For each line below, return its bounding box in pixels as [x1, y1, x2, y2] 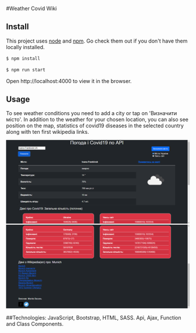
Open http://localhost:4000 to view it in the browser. [6, 77, 132, 84]
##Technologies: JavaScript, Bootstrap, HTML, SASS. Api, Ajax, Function [6, 314, 181, 321]
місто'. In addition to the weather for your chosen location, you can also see [6, 116, 188, 123]
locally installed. [6, 43, 45, 50]
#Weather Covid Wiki [6, 5, 57, 12]
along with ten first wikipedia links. [6, 129, 89, 136]
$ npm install [6, 56, 41, 61]
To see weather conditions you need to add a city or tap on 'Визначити [6, 110, 177, 117]
